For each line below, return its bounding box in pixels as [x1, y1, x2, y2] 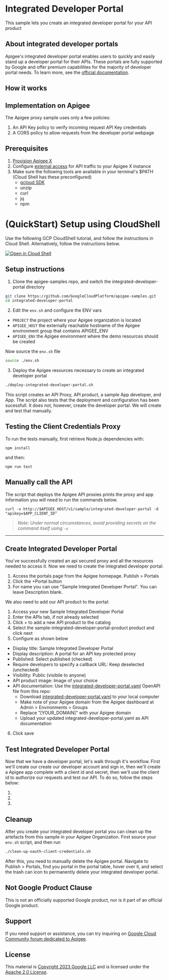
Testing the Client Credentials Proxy [5, 423, 121, 431]
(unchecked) [12, 667, 39, 673]
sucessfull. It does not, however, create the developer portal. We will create [5, 402, 162, 408]
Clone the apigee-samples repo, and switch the [12, 278, 111, 285]
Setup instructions [5, 265, 65, 273]
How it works [5, 84, 47, 92]
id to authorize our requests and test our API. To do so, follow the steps [5, 774, 153, 781]
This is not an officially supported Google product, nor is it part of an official [5, 897, 162, 903]
